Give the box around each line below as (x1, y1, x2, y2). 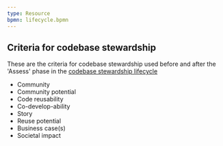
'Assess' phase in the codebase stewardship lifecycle (7, 67, 158, 75)
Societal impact (16, 132, 62, 140)
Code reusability (16, 95, 64, 104)
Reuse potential (16, 117, 62, 125)
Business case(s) (16, 124, 66, 132)
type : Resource (7, 10, 51, 17)
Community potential (16, 88, 77, 96)
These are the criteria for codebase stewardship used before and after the (7, 60, 217, 69)
